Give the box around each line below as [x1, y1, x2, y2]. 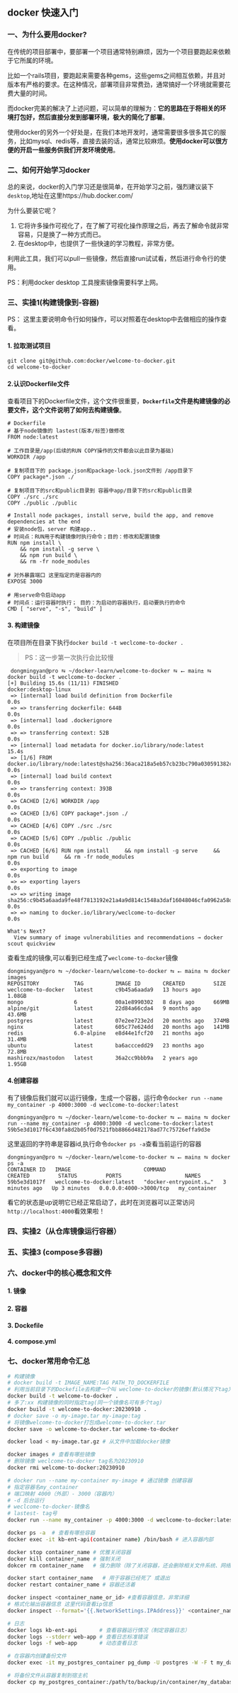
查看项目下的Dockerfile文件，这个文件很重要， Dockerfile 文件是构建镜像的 [7, 396, 225, 405]
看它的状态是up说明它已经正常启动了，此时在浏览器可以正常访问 [7, 1198, 195, 1207]
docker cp [7, 1678, 37, 1685]
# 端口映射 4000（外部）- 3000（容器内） [7, 1490, 118, 1497]
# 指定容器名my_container [7, 1483, 79, 1490]
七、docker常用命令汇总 [7, 1356, 91, 1366]
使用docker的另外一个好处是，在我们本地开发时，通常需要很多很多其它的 [7, 128, 220, 136]
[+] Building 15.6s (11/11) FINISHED [7, 680, 119, 687]
